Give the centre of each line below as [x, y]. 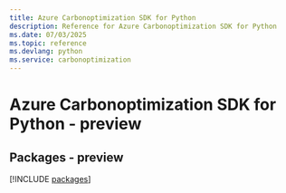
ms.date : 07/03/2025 [48, 34]
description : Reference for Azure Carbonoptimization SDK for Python [143, 26]
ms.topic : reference [48, 43]
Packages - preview [67, 157]
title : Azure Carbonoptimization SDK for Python [103, 18]
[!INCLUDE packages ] [50, 179]
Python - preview [76, 124]
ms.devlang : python [46, 52]
